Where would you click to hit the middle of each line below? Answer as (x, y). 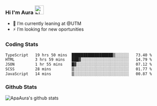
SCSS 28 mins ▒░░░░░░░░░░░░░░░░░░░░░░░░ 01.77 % (79, 69)
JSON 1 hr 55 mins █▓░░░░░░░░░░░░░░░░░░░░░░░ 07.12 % (79, 64)
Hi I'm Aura (19, 12)
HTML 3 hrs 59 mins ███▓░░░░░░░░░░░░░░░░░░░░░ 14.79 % (79, 60)
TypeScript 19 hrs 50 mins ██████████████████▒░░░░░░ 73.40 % (79, 55)
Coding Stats (22, 44)
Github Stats (21, 87)
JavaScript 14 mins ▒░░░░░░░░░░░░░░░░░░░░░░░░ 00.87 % (79, 74)
